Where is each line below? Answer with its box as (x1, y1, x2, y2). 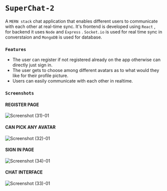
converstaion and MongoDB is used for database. (5, 34, 102, 40)
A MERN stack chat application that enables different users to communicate (5, 18, 158, 24)
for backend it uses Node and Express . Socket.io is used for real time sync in (5, 28, 163, 34)
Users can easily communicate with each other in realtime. (12, 78, 133, 84)
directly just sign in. (12, 62, 53, 68)
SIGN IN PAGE (5, 146, 34, 153)
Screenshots (5, 90, 34, 96)
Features (5, 46, 26, 52)
